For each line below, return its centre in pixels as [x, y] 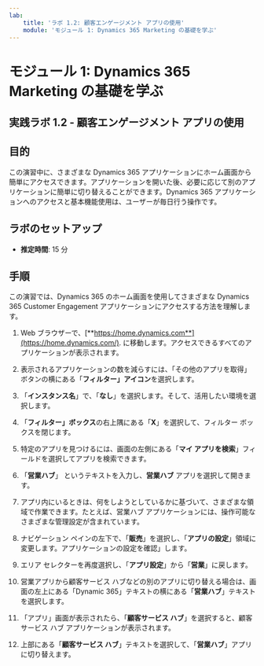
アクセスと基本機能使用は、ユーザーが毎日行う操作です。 [128, 201]
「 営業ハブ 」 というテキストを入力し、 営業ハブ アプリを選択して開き [132, 476]
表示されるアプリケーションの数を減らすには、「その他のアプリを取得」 [136, 370]
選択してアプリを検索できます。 [99, 459]
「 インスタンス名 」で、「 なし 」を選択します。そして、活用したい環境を [135, 396]
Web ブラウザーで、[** [57, 333]
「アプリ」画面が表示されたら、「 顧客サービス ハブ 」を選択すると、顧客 [136, 618]
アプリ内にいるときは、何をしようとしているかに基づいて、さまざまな [134, 502]
